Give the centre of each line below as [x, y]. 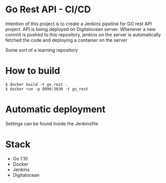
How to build [33, 71]
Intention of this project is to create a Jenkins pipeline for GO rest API [79, 24]
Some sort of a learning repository [42, 50]
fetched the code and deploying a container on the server [66, 40]
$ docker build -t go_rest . [36, 84]
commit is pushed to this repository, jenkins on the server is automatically [83, 34]
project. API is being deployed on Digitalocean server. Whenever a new [80, 29]
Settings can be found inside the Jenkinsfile [52, 123]
